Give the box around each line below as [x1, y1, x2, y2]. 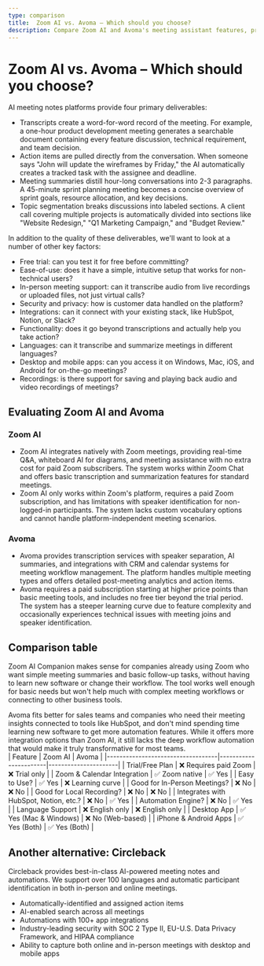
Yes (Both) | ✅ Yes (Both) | [8, 823, 94, 832]
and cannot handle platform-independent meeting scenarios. [19, 514, 218, 523]
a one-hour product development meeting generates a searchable [19, 127, 234, 136]
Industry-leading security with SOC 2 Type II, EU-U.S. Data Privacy [19, 924, 236, 933]
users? [50, 274, 73, 283]
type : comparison [8, 11, 65, 20]
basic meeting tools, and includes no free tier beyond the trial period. [19, 593, 244, 603]
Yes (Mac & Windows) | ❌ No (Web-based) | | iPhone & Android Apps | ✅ [8, 813, 244, 823]
